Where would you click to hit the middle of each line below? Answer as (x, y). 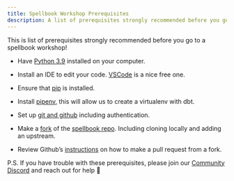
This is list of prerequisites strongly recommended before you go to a (106, 40)
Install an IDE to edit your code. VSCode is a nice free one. (101, 74)
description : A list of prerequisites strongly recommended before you (113, 20)
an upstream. (36, 136)
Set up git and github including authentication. (84, 115)
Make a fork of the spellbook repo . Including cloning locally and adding (119, 128)
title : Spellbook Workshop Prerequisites (68, 14)
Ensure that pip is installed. (56, 88)
